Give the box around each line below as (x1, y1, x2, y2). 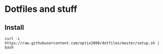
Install (4, 23, 24, 32)
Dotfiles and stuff (4, 3, 78, 15)
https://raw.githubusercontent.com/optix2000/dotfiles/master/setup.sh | (4, 41, 160, 46)
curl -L (4, 36, 21, 41)
